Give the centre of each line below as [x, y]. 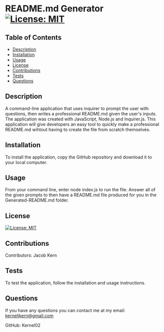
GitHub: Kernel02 [23, 325]
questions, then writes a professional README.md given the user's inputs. [81, 113]
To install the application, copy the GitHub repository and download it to [79, 157]
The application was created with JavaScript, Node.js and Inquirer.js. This [81, 119]
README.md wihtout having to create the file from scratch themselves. [78, 129]
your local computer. [26, 162]
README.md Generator [54, 9]
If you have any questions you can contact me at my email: [65, 310]
